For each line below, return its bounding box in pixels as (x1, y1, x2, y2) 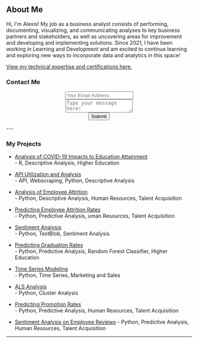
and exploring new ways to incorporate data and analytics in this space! (6, 51, 181, 58)
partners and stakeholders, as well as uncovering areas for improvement (6, 32, 182, 40)
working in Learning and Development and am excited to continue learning (6, 45, 187, 52)
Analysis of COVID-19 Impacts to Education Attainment (14, 153, 148, 160)
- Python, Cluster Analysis (14, 289, 78, 296)
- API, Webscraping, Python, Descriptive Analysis (14, 177, 135, 184)
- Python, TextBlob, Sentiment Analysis (14, 230, 110, 238)
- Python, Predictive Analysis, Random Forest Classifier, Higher (14, 248, 168, 255)
